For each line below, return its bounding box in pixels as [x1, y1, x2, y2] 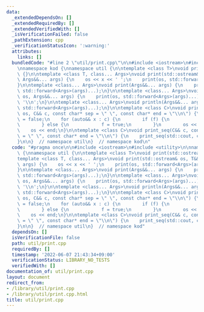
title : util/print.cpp [6, 297, 64, 303]
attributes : [12, 49, 42, 55]
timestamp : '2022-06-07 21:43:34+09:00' [12, 251, 115, 258]
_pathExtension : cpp [12, 37, 64, 43]
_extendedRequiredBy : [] [12, 20, 75, 26]
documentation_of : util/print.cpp [6, 268, 94, 275]
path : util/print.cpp [12, 240, 67, 246]
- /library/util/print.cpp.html [6, 291, 88, 297]
